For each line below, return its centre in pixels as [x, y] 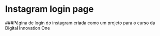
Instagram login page [49, 9]
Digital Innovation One [28, 28]
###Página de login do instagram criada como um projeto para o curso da [80, 23]
